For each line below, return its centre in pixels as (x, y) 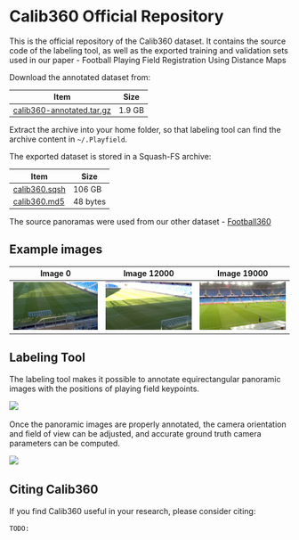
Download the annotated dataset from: (80, 77)
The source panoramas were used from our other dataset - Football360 (140, 221)
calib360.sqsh (39, 189)
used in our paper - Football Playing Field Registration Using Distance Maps (148, 60)
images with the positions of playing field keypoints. (105, 389)
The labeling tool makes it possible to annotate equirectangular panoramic (145, 379)
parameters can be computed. (65, 443)
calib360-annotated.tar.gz (62, 110)
